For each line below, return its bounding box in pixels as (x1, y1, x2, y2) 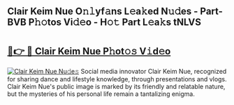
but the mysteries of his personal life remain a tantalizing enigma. (7, 90, 196, 98)
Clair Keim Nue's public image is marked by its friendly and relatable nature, (7, 83, 226, 90)
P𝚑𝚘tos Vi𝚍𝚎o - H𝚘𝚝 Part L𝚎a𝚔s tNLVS (28, 17, 201, 29)
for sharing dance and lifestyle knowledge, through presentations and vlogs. (7, 75, 227, 83)
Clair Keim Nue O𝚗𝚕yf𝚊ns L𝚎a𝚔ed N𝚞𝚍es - (7, 6, 198, 17)
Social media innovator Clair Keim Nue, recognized (80, 67, 227, 75)
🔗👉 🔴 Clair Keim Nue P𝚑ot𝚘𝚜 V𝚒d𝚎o (7, 45, 171, 57)
